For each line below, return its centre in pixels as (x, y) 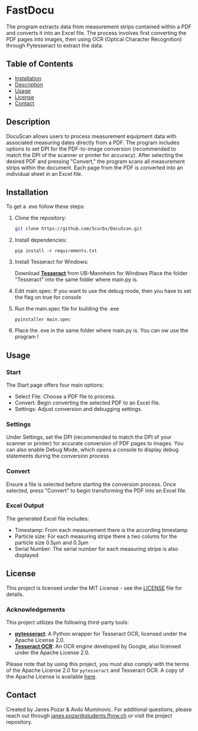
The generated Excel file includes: (48, 518)
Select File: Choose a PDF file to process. (65, 396)
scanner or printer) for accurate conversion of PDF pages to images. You (95, 443)
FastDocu (30, 10)
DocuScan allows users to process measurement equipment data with (91, 136)
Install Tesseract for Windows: (51, 262)
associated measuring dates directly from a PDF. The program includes (93, 142)
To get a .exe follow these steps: (46, 207)
